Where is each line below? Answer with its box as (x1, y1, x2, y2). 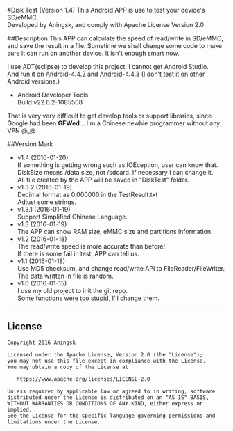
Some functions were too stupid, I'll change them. (17, 294, 159, 302)
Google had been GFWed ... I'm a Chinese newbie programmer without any (7, 119, 221, 127)
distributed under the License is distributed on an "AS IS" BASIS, (7, 393, 209, 401)
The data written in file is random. (17, 272, 114, 280)
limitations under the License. (7, 418, 101, 425)
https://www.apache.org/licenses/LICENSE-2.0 (16, 375, 150, 382)
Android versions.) (7, 77, 60, 86)
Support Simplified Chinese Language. (17, 212, 128, 221)
